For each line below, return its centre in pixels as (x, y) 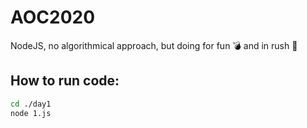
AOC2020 (53, 17)
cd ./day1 (31, 104)
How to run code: (65, 81)
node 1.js (31, 113)
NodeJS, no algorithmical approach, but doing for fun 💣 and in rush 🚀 (154, 45)
